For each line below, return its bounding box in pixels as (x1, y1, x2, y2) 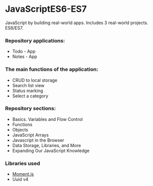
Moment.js (12, 171, 34, 177)
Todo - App (12, 48, 36, 55)
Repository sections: (5, 105, 56, 112)
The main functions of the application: (5, 66, 98, 73)
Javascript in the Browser (12, 137, 64, 143)
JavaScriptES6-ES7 (5, 3, 87, 15)
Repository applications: (5, 37, 65, 44)
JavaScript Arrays (12, 132, 49, 138)
